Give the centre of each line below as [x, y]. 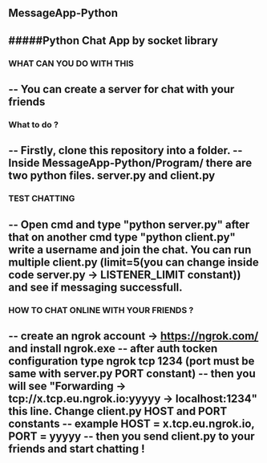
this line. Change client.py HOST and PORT [118, 411]
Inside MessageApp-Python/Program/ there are [130, 163]
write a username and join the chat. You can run [130, 249]
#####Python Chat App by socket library [113, 41]
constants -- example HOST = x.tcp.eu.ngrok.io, [131, 424]
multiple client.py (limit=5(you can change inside [133, 262]
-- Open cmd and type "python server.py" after [129, 224]
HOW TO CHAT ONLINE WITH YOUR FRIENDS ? [101, 310]
